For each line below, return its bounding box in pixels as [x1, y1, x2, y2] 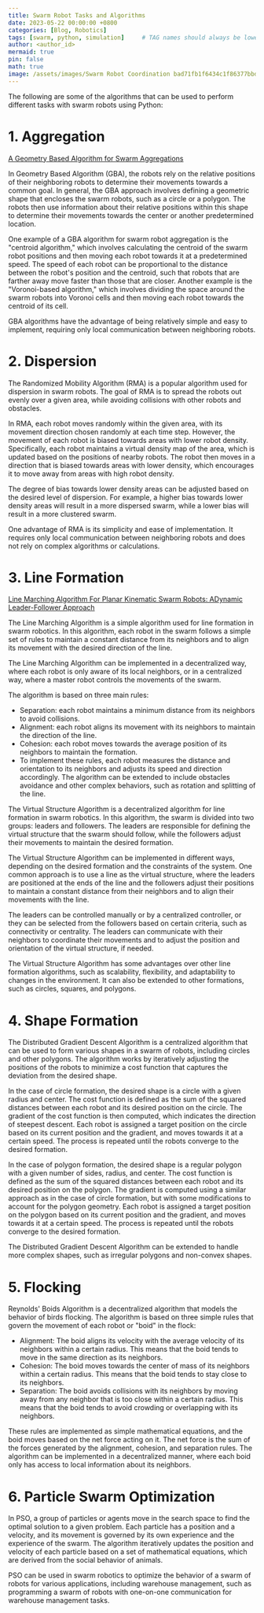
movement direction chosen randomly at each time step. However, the [8, 426, 236, 437]
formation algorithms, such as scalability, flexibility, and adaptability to [8, 967, 236, 976]
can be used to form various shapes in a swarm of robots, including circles [8, 1046, 250, 1055]
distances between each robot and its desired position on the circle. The [8, 1103, 243, 1113]
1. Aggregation [8, 127, 105, 146]
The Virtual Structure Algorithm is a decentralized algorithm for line [8, 804, 225, 814]
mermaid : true [8, 48, 55, 56]
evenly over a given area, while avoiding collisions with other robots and [8, 395, 241, 404]
